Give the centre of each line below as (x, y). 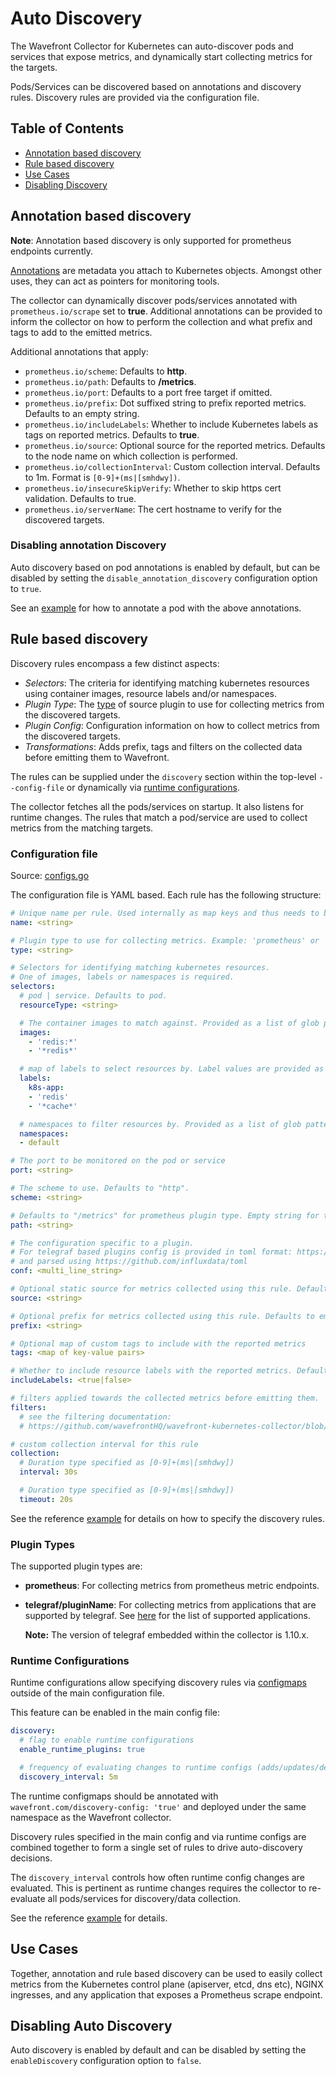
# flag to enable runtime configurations (107, 1740)
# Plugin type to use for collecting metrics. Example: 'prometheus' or (165, 940)
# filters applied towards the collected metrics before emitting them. (165, 1398)
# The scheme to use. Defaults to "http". (100, 1188)
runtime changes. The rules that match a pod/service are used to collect (159, 817)
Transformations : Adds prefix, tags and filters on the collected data (163, 746)
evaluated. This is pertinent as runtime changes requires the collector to (158, 1888)
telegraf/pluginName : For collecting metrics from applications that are (170, 1605)
